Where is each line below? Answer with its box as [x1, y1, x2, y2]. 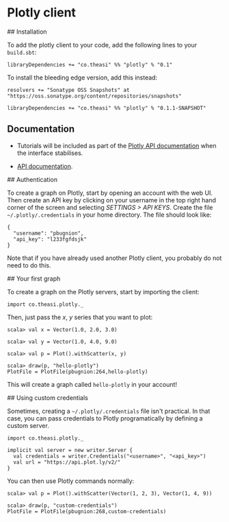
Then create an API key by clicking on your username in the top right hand [7, 195, 217, 204]
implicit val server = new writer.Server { [7, 447, 133, 453]
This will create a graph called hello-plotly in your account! [7, 380, 178, 388]
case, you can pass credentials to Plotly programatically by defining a [7, 414, 203, 423]
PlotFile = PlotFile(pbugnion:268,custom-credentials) [7, 508, 167, 515]
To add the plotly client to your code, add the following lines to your [7, 40, 197, 49]
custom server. [7, 421, 49, 429]
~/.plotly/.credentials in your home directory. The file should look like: [7, 211, 212, 219]
